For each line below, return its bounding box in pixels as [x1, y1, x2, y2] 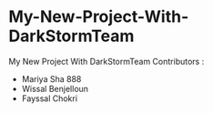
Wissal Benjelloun [21, 83, 88, 94]
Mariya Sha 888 [21, 73, 82, 84]
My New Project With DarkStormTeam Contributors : [8, 56, 205, 67]
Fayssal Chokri [21, 93, 78, 104]
